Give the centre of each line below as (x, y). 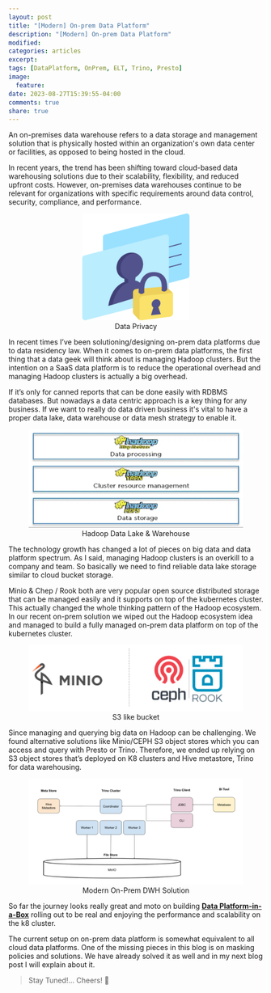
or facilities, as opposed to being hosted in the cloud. (97, 152)
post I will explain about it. (52, 965)
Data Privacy (136, 327)
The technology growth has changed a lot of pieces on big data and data (130, 549)
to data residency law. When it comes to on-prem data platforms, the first (131, 351)
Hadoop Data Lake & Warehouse (136, 534)
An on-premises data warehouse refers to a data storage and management (133, 135)
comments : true (34, 102)
